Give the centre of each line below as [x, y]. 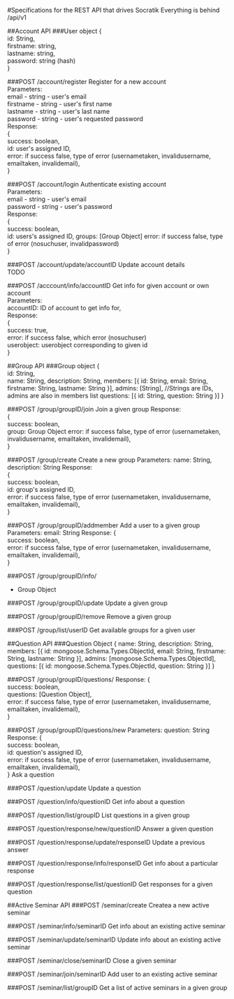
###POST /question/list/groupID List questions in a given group [98, 815]
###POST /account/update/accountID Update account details [96, 264]
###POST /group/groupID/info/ [52, 576]
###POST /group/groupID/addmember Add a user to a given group [104, 525]
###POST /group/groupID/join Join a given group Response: [94, 409]
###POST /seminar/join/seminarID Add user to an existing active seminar [112, 974]
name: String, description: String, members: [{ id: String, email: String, [108, 381]
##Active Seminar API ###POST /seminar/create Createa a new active [108, 905]
